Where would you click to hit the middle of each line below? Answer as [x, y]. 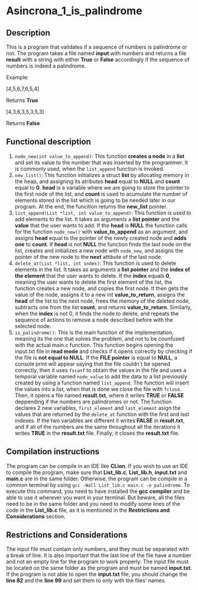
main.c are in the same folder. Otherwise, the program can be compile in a [97, 479]
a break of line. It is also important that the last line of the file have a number [99, 556]
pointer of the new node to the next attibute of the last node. [88, 256]
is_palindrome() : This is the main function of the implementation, [94, 332]
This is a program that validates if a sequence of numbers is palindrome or [97, 47]
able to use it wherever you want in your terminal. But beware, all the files [95, 497]
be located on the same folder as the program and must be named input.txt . [99, 568]
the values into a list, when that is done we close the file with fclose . [98, 389]
